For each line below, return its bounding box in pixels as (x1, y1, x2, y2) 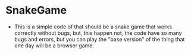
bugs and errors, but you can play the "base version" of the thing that (14, 35, 185, 43)
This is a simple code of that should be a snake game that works (14, 23, 173, 30)
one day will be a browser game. (14, 42, 95, 49)
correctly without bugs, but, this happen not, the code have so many (14, 29, 182, 36)
